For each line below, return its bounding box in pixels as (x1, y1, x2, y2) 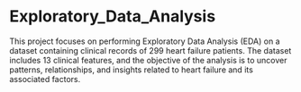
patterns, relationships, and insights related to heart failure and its (9, 64, 254, 75)
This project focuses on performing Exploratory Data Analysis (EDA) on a (9, 36, 280, 46)
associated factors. (9, 73, 81, 84)
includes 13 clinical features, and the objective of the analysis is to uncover (9, 54, 287, 65)
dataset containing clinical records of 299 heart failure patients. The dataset (9, 45, 292, 55)
